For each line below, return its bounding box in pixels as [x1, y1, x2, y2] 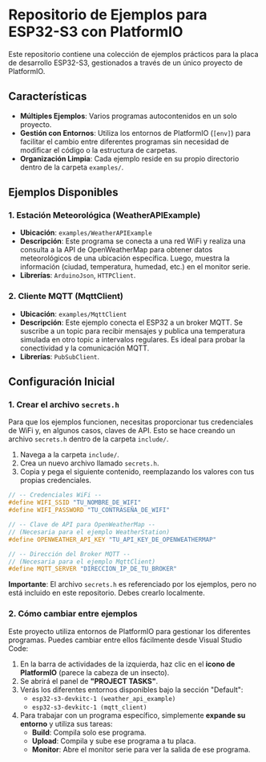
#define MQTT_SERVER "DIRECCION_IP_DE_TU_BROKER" [8, 565, 178, 573]
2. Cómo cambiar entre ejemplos [8, 608, 138, 620]
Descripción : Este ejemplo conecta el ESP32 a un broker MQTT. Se [19, 317, 243, 327]
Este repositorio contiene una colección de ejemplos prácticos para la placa [8, 49, 259, 59]
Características [8, 90, 87, 104]
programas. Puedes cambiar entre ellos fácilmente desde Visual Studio [8, 635, 243, 645]
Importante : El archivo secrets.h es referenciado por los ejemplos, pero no [8, 580, 257, 589]
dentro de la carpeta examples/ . [19, 162, 124, 172]
